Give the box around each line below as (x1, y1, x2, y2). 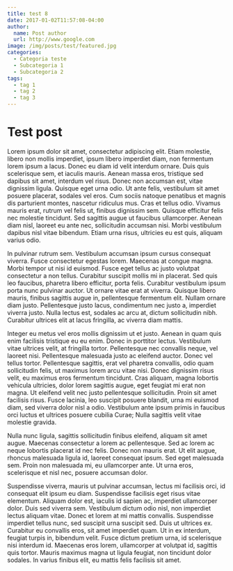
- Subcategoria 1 (13, 62, 64, 69)
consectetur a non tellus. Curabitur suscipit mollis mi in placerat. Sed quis (7, 271, 218, 280)
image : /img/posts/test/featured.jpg (7, 42, 117, 49)
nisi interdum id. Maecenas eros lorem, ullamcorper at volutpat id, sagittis (7, 540, 218, 549)
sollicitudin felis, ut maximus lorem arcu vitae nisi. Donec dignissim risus (7, 366, 214, 374)
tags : (7, 74, 23, 82)
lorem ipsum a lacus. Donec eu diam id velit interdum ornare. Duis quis (7, 161, 210, 170)
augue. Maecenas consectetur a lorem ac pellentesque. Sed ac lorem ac (7, 439, 215, 447)
